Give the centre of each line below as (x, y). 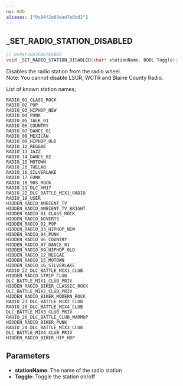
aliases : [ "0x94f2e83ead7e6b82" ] (47, 17)
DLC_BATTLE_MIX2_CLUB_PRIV (39, 291)
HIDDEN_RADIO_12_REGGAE (35, 255)
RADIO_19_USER (24, 199)
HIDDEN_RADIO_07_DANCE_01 (38, 245)
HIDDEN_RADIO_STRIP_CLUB (37, 276)
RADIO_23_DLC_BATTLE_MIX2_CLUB (45, 302)
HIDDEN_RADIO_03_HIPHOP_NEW (41, 229)
